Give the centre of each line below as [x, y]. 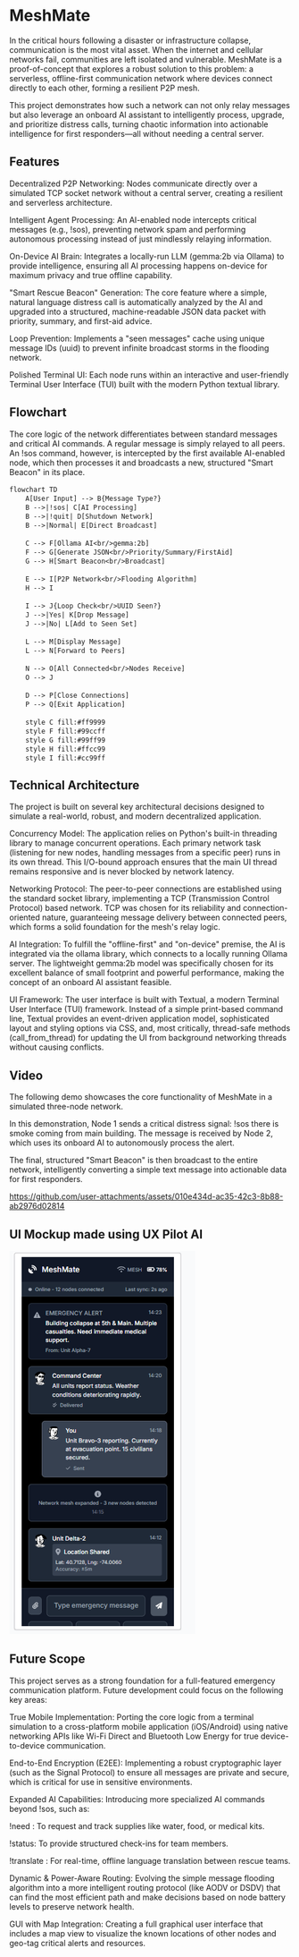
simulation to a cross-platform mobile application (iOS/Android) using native [149, 1726]
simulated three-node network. [66, 1107]
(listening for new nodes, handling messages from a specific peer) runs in [145, 853]
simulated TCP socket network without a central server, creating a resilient [146, 192]
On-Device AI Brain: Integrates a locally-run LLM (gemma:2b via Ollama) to [147, 256]
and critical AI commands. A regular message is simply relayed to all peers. [147, 443]
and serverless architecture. [61, 202]
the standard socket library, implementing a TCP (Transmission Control [139, 898]
